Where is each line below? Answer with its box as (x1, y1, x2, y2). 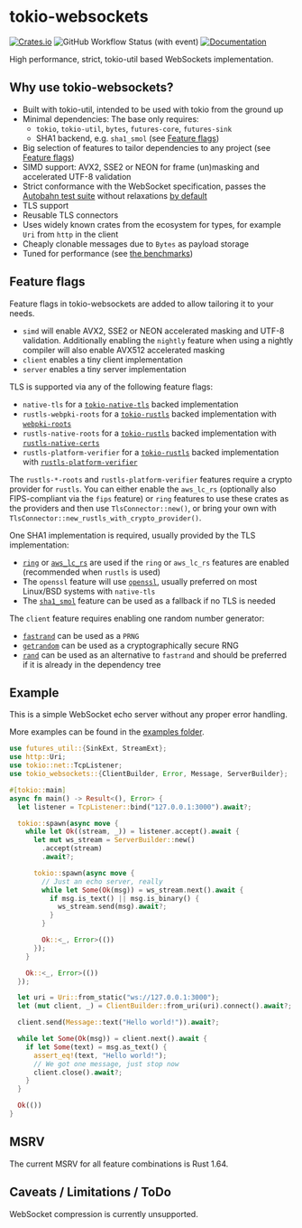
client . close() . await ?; (32, 1068, 124, 1077)
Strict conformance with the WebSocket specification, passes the (22, 181, 266, 192)
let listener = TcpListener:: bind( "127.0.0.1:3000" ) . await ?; (17, 802, 252, 811)
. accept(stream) (41, 844, 103, 853)
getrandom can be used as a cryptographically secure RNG (22, 640, 239, 651)
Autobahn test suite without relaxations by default (22, 190, 207, 201)
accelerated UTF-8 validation (22, 171, 132, 182)
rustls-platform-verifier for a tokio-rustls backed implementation (22, 446, 279, 457)
